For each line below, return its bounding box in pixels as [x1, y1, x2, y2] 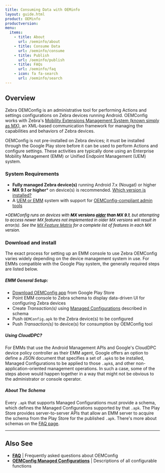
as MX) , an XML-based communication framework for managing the [5, 122, 143, 128]
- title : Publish [14, 53, 50, 58]
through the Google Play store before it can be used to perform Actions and [5, 143, 158, 148]
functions [12, 463, 32, 469]
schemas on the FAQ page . [5, 421, 60, 427]
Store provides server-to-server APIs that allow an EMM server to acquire [5, 410, 154, 416]
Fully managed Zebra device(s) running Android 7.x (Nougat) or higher [12, 181, 157, 187]
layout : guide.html [5, 12, 45, 17]
